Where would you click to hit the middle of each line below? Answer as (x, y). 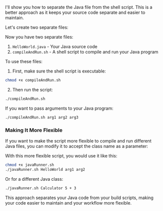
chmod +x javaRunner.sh (30, 165)
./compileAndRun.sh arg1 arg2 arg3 (42, 117)
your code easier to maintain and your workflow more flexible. (68, 203)
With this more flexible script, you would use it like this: (61, 155)
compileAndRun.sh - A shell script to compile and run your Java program (85, 52)
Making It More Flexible (34, 130)
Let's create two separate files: (37, 27)
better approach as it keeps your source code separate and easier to (75, 12)
